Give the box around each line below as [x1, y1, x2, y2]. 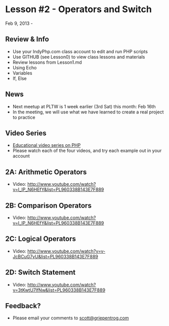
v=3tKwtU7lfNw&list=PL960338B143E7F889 [12, 287, 105, 293]
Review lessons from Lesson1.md [12, 59, 82, 65]
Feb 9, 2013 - [5, 20, 33, 26]
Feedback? [5, 302, 41, 310]
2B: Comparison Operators [5, 201, 92, 210]
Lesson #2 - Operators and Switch [5, 4, 152, 15]
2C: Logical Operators [5, 234, 76, 243]
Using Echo [12, 64, 37, 70]
